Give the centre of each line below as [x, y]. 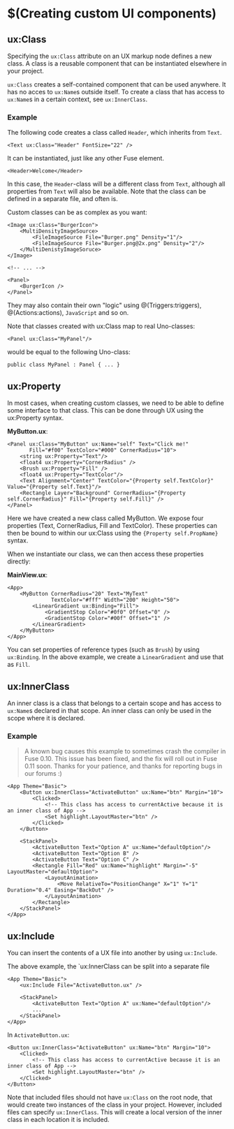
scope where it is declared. [46, 718]
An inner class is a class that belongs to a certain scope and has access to [115, 703]
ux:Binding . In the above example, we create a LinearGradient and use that [116, 657]
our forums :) [43, 774]
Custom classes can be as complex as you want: [78, 212]
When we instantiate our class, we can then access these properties [105, 554]
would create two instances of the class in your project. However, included [115, 1105]
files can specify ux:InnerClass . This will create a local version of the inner [115, 1112]
